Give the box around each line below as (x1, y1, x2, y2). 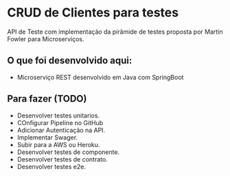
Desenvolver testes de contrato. (16, 155, 108, 163)
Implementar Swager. (16, 133, 78, 142)
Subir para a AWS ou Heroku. (16, 140, 100, 148)
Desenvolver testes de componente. (16, 148, 120, 156)
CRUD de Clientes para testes (7, 5, 179, 21)
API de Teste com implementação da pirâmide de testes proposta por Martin (7, 27, 223, 36)
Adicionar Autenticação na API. (16, 126, 106, 134)
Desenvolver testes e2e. (16, 162, 86, 170)
